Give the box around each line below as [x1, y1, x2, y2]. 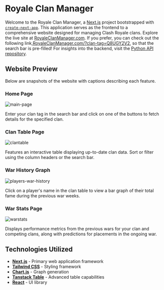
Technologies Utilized [5, 245, 73, 254]
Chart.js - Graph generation [12, 269, 70, 275]
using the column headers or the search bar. [5, 155, 94, 161]
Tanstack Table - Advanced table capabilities [12, 274, 104, 280]
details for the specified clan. [5, 116, 64, 122]
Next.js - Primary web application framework [12, 258, 104, 264]
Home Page [5, 90, 33, 97]
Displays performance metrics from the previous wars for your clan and [5, 226, 149, 231]
